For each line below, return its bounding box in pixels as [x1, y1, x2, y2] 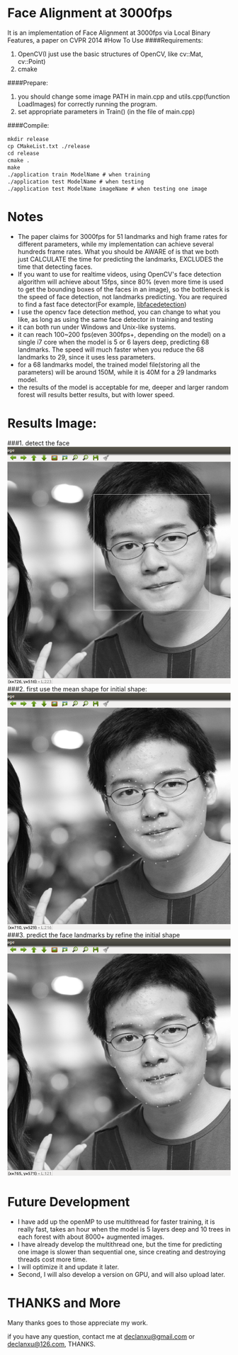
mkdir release [7, 135, 50, 143]
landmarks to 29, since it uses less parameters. [17, 352, 156, 361]
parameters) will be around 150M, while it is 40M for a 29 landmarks [17, 367, 217, 377]
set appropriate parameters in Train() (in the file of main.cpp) [17, 107, 195, 116]
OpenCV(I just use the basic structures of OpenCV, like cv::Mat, [17, 50, 203, 58]
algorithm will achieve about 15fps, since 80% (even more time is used [17, 277, 224, 286]
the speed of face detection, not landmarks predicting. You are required [17, 292, 227, 301]
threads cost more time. [17, 1255, 88, 1264]
